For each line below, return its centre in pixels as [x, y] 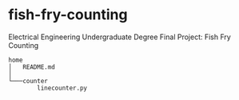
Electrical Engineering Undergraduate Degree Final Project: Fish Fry [120, 37]
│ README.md [32, 67]
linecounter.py [62, 88]
